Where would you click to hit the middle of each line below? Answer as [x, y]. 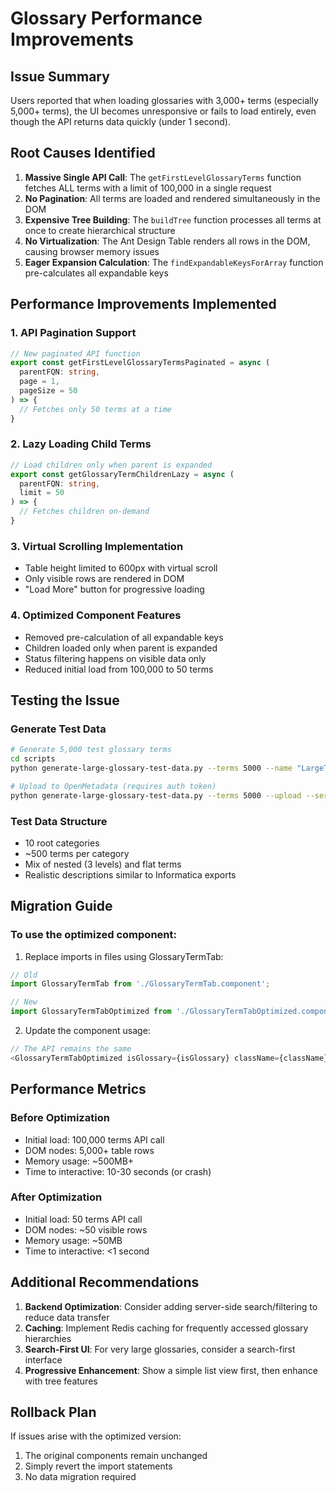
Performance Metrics [78, 1089]
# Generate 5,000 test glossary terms [91, 750]
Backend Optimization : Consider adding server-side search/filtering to [171, 1306]
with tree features [61, 1381]
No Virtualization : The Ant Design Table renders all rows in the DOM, [167, 241]
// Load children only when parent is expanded [111, 465]
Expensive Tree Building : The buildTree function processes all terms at [173, 219]
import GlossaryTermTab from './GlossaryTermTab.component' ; [140, 984]
